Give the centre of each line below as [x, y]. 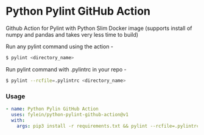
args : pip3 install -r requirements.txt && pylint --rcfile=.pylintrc [108, 126]
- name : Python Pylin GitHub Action [52, 109]
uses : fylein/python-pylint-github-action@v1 [70, 114]
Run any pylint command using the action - [60, 46]
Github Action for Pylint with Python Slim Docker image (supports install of [99, 28]
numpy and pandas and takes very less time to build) [72, 34]
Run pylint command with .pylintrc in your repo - [66, 69]
